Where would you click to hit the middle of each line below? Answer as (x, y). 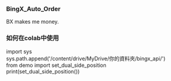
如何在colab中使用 (33, 38)
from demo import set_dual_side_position (56, 65)
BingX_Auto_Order (33, 9)
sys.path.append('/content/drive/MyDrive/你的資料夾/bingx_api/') (86, 59)
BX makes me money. (33, 22)
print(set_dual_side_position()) (43, 71)
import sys (19, 51)
